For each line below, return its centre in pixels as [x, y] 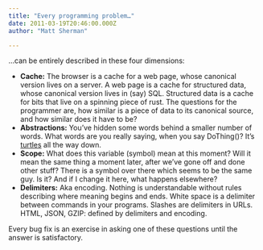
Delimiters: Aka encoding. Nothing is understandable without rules [131, 188]
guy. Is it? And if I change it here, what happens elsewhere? [119, 179]
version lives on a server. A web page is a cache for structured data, [133, 85]
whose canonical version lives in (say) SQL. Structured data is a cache [137, 94]
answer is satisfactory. [45, 238]
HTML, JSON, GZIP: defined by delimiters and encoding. [113, 214]
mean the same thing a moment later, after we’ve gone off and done [132, 162]
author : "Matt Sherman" [48, 31]
